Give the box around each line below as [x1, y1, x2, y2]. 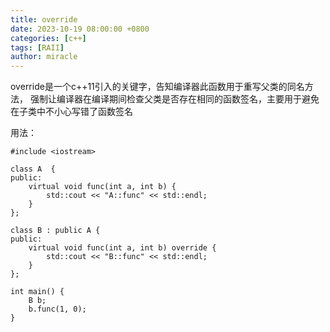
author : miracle [10, 52, 78, 62]
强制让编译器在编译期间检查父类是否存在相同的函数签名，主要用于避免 [29, 93, 320, 105]
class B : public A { [10, 226, 101, 236]
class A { [10, 164, 56, 175]
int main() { [10, 287, 65, 297]
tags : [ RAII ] [10, 42, 65, 53]
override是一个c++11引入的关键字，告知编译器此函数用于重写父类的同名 [10, 81, 305, 93]
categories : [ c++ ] [10, 33, 87, 43]
